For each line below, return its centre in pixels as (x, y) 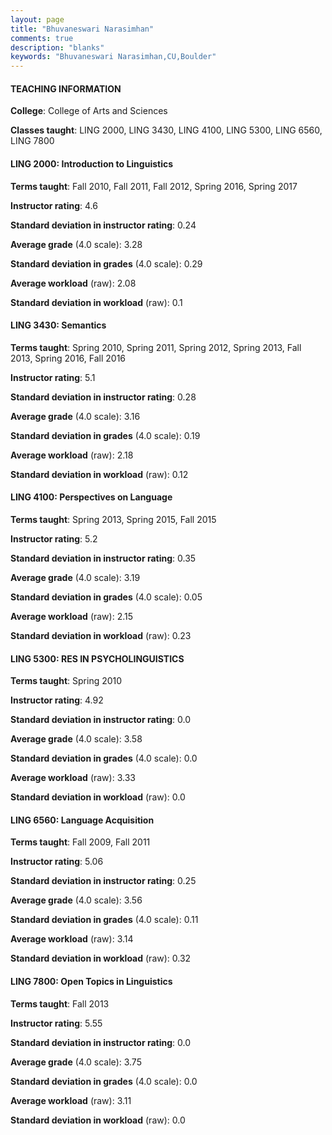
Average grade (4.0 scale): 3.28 (76, 244)
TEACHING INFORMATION (66, 88)
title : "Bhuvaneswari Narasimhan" (82, 29)
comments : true (42, 38)
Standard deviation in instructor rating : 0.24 (103, 225)
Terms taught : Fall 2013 (60, 1003)
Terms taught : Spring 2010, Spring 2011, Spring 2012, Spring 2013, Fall (156, 347)
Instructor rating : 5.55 (56, 1023)
